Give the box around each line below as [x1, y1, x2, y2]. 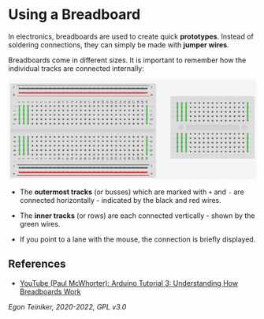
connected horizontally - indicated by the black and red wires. [19, 195, 222, 205]
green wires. [19, 219, 61, 228]
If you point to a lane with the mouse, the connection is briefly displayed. [19, 235, 256, 244]
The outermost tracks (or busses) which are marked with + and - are [19, 187, 244, 197]
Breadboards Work [19, 287, 81, 296]
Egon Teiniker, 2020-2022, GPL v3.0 [8, 302, 127, 311]
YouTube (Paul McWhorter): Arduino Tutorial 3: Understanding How [19, 278, 239, 287]
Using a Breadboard [8, 6, 141, 24]
